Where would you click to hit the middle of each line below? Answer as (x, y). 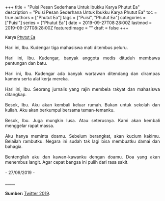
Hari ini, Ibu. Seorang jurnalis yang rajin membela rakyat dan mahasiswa (82, 89)
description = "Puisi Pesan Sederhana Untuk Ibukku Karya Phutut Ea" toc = (81, 12)
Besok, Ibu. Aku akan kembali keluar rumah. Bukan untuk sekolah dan (82, 105)
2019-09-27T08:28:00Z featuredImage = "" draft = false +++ (67, 28)
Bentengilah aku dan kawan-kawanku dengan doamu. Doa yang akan (82, 157)
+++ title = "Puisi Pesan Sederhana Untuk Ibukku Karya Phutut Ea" (72, 7)
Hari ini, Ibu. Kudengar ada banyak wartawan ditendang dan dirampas (82, 74)
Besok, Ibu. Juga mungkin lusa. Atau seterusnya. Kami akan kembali (82, 120)
